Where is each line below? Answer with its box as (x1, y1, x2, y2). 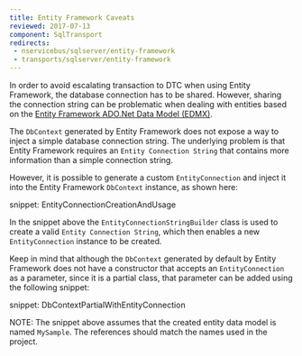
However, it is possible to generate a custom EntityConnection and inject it (9, 172, 287, 183)
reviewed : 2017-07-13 (9, 22, 91, 31)
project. (9, 336, 39, 347)
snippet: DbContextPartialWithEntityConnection (9, 299, 187, 310)
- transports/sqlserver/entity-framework (13, 55, 171, 64)
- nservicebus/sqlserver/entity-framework (13, 47, 176, 56)
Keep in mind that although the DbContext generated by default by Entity (9, 253, 277, 264)
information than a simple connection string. (9, 155, 174, 165)
